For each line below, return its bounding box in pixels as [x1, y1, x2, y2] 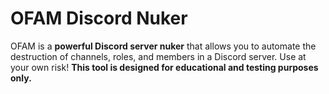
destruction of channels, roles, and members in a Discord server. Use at [10, 50, 307, 62]
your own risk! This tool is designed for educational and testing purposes [10, 61, 319, 73]
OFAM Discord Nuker [10, 7, 188, 30]
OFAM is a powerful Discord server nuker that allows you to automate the [10, 40, 317, 52]
